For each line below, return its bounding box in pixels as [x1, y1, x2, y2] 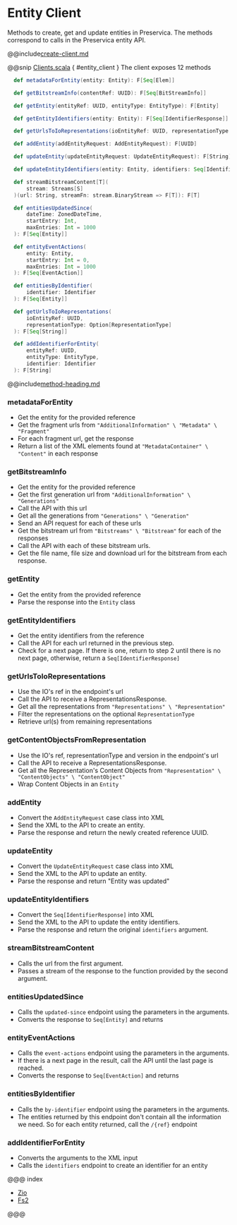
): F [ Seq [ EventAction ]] [13, 269, 83, 276]
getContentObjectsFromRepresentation [7, 735, 147, 745]
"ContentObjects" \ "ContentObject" [17, 774, 126, 781]
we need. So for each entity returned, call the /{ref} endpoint [17, 1120, 197, 1128]
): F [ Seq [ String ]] [13, 328, 68, 335]
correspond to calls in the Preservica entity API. [7, 35, 146, 44]
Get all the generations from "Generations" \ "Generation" [17, 511, 190, 520]
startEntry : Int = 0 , [25, 256, 90, 264]
